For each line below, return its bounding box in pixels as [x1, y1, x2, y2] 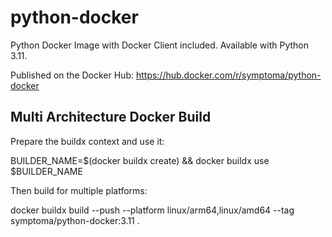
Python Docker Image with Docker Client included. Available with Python [10, 39, 309, 51]
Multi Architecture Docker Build [10, 109, 212, 126]
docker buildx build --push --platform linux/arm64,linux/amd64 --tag [10, 204, 295, 216]
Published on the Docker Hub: [10, 69, 134, 81]
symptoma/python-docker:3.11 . [10, 214, 140, 226]
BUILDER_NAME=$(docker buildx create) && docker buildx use [10, 154, 270, 166]
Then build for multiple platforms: [10, 184, 148, 196]
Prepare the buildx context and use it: [10, 135, 165, 147]
